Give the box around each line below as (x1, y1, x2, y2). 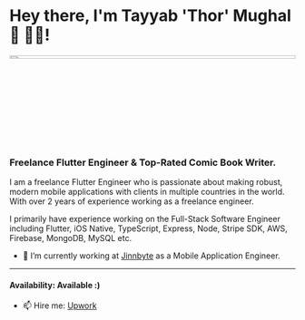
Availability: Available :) (9, 279, 101, 290)
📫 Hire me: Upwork (22, 300, 97, 311)
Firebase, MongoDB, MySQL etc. (9, 233, 133, 244)
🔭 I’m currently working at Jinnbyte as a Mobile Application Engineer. (22, 250, 280, 261)
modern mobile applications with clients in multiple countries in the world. (9, 187, 285, 198)
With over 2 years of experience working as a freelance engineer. (9, 196, 254, 207)
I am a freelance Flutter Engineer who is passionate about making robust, (9, 177, 283, 188)
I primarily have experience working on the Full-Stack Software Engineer (9, 214, 281, 225)
